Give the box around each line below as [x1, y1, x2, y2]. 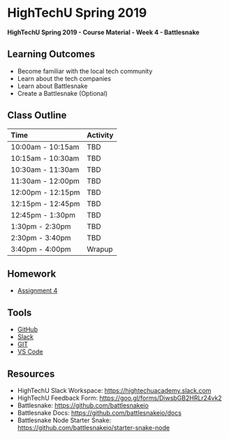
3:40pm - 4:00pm [10, 244, 71, 254]
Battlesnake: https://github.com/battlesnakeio [17, 401, 149, 410]
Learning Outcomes [7, 48, 96, 60]
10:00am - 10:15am [10, 142, 80, 152]
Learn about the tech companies [17, 74, 112, 82]
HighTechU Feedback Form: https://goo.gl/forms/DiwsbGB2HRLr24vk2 [17, 394, 222, 402]
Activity [87, 130, 114, 140]
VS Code [17, 347, 43, 356]
